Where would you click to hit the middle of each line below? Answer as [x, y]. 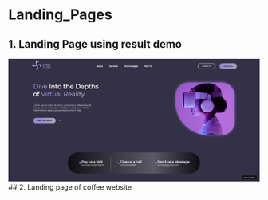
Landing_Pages [61, 15]
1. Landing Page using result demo [95, 44]
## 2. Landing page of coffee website [70, 187]
